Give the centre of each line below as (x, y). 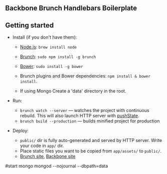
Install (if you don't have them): (45, 37)
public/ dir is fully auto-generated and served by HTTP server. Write (91, 140)
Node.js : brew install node (48, 47)
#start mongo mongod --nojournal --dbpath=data (57, 166)
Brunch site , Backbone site (48, 156)
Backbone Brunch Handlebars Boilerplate (71, 8)
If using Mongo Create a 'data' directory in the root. (73, 91)
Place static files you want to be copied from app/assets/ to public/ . (91, 151)
